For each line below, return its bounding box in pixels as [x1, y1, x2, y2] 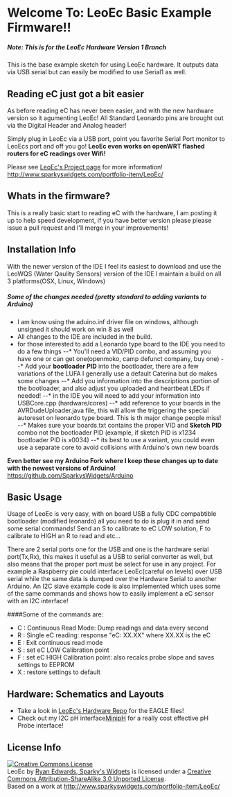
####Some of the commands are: [7, 610, 104, 619]
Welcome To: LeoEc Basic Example [7, 5, 212, 21]
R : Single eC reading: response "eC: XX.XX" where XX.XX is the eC [17, 631, 211, 639]
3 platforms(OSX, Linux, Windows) [7, 276, 106, 285]
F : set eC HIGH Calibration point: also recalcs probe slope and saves [17, 653, 215, 662]
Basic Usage [7, 491, 62, 503]
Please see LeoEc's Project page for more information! [7, 162, 163, 171]
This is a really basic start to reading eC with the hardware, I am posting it [7, 208, 217, 217]
